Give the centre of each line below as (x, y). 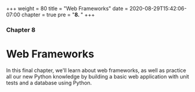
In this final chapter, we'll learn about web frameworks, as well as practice (96, 70)
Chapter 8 (21, 30)
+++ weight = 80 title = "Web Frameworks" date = (67, 8)
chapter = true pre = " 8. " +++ (58, 15)
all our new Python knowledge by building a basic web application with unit (97, 76)
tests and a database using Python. (49, 83)
